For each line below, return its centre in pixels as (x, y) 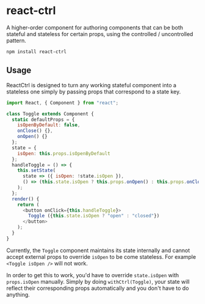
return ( (28, 204)
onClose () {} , (35, 131)
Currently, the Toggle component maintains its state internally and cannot (98, 250)
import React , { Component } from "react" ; (63, 103)
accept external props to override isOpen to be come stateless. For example (101, 256)
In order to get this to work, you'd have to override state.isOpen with (93, 275)
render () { (26, 199)
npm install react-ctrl (37, 52)
